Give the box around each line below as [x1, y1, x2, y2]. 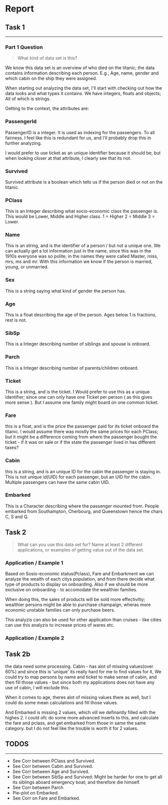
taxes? [5, 444, 19, 451]
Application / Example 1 [5, 559, 63, 566]
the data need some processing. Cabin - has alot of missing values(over [5, 663, 153, 669]
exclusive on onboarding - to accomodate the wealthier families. [5, 587, 137, 593]
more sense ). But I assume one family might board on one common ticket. [5, 399, 159, 405]
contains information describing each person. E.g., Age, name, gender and [5, 70, 159, 76]
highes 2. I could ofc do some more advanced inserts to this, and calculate [5, 714, 159, 720]
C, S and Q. [5, 513, 28, 519]
